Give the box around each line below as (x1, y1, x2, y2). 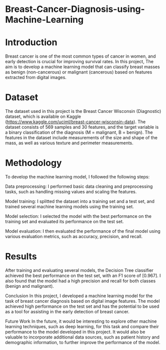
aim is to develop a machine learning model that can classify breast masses (5, 64, 160, 70)
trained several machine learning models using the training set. (5, 204, 134, 209)
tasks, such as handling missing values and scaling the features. (5, 189, 137, 194)
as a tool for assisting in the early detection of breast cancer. (5, 308, 130, 314)
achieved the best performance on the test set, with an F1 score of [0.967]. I (5, 272, 161, 278)
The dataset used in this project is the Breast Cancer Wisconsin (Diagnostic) (5, 108, 162, 114)
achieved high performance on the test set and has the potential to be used (5, 303, 160, 309)
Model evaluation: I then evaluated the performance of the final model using (5, 228, 161, 234)
